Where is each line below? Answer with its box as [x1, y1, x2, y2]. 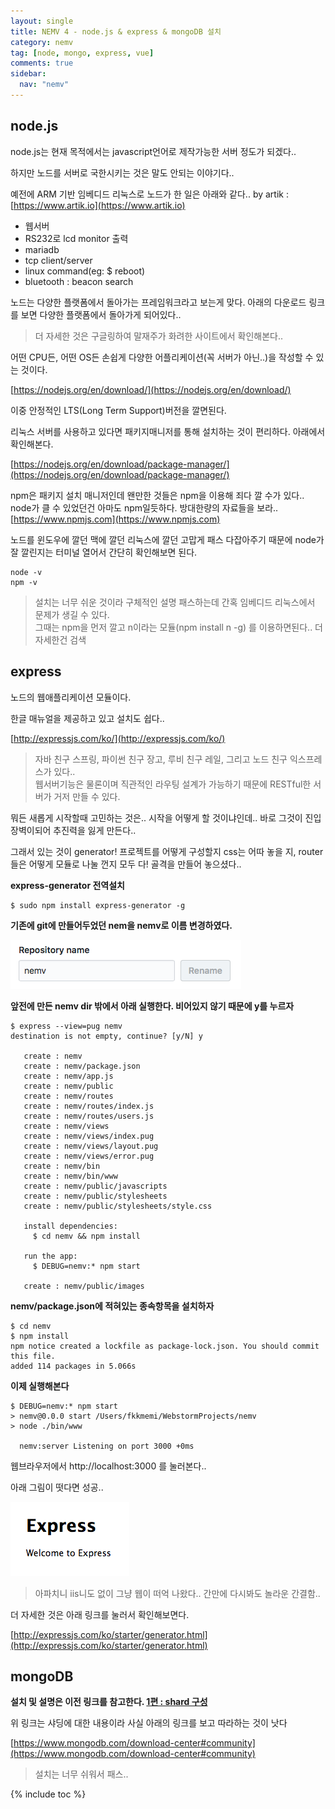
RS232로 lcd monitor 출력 [24, 232, 129, 244]
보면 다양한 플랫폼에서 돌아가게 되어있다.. [20, 308, 182, 320]
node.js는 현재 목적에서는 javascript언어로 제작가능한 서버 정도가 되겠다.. [10, 145, 297, 157]
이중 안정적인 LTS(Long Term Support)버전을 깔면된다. [10, 404, 227, 416]
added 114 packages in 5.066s [10, 1361, 137, 1371]
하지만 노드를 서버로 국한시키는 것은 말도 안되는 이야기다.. [10, 166, 235, 179]
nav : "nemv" [19, 80, 70, 90]
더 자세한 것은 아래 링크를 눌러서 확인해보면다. [10, 1608, 190, 1620]
